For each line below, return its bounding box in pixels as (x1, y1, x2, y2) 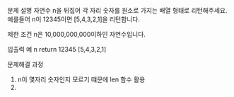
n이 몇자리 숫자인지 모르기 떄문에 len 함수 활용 (17, 75, 146, 84)
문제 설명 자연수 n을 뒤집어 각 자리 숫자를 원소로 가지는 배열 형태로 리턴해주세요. (7, 6, 228, 14)
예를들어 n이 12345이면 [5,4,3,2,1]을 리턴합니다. (7, 15, 140, 23)
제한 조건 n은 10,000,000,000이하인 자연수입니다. (7, 30, 146, 38)
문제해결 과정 (7, 60, 44, 69)
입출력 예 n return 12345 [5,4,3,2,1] (7, 45, 107, 53)
